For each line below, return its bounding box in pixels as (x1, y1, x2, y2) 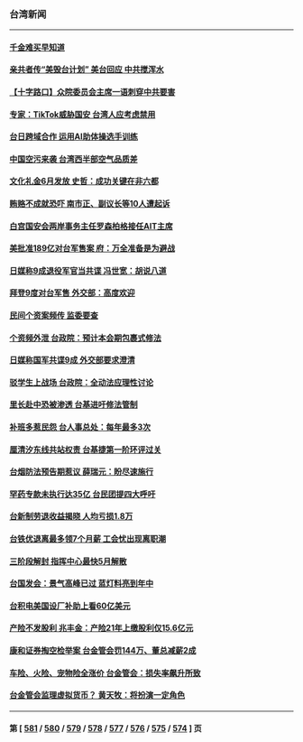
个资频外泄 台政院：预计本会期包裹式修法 (9, 332, 162, 343)
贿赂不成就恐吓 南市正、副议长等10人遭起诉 (9, 199, 170, 209)
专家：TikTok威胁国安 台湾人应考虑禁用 (9, 108, 156, 119)
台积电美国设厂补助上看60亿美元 (9, 600, 131, 611)
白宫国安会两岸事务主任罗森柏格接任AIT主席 (9, 220, 173, 231)
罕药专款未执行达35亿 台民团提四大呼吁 (9, 488, 156, 499)
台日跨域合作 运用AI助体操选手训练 (9, 131, 138, 142)
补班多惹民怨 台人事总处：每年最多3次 (9, 422, 151, 432)
